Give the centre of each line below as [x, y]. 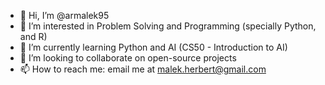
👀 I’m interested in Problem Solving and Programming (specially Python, [168, 26]
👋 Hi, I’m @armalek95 [64, 15]
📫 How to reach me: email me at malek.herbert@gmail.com [143, 69]
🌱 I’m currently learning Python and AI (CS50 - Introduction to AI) [153, 47]
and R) [33, 36]
